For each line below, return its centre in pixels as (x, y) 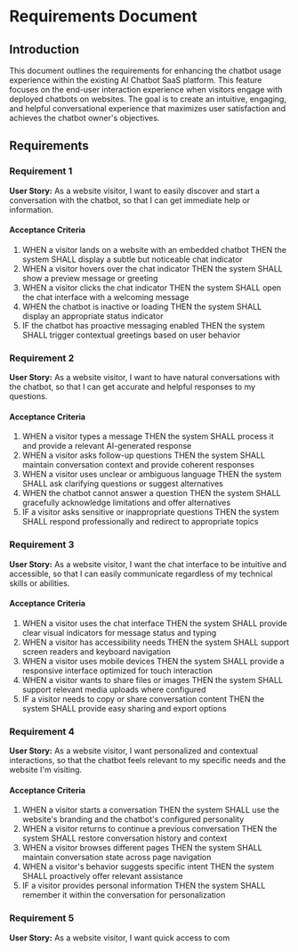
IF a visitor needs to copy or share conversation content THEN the (143, 699)
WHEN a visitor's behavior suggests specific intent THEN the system (148, 867)
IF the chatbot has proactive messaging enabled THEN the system (143, 325)
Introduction (44, 49)
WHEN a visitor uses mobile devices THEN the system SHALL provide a (153, 661)
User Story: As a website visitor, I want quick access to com (120, 938)
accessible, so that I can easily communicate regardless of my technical (141, 574)
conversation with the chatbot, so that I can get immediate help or (130, 200)
